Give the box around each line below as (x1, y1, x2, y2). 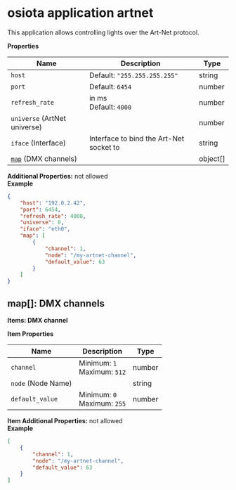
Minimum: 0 (79, 390, 117, 399)
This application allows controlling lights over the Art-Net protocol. (7, 28, 199, 37)
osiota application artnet (7, 5, 154, 21)
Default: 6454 (88, 82, 132, 91)
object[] (199, 153, 225, 163)
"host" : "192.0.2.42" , (20, 199, 86, 207)
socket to (88, 142, 120, 152)
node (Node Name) (11, 378, 72, 388)
